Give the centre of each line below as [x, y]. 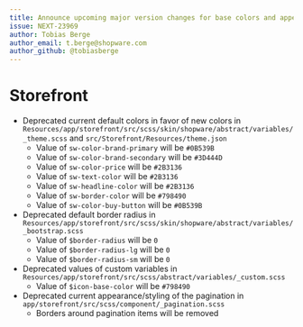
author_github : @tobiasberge [64, 51]
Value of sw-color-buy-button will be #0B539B [119, 205]
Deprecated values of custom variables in [100, 269]
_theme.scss [45, 139]
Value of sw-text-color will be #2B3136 [107, 177]
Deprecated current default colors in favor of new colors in [132, 121]
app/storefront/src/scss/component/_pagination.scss [124, 304]
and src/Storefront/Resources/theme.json [148, 138]
